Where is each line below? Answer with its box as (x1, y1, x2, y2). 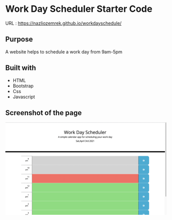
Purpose (5, 35, 33, 44)
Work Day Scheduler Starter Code (5, 3, 153, 15)
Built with (5, 64, 36, 72)
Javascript (12, 94, 35, 100)
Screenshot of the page (5, 108, 82, 117)
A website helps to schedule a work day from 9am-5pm (5, 48, 123, 54)
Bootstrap (12, 83, 34, 89)
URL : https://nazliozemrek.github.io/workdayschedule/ (5, 20, 122, 26)
